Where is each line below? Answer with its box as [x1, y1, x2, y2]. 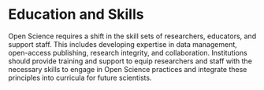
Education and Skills [8, 5, 144, 23]
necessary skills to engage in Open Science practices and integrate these [8, 64, 247, 74]
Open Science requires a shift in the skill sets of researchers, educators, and [8, 31, 257, 41]
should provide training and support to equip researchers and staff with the [8, 56, 252, 66]
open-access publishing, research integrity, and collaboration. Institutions [8, 48, 248, 57]
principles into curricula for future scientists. [8, 73, 152, 82]
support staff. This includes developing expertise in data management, [8, 39, 238, 49]
